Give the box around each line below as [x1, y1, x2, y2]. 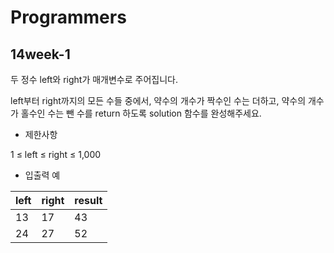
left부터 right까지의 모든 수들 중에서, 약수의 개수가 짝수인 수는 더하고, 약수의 [10, 95, 307, 106]
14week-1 [10, 46, 71, 63]
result [74, 194, 103, 207]
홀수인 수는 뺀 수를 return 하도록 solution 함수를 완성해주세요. [20, 107, 262, 119]
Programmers [10, 6, 127, 29]
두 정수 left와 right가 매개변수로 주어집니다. [10, 74, 178, 85]
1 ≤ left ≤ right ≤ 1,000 [10, 149, 102, 160]
